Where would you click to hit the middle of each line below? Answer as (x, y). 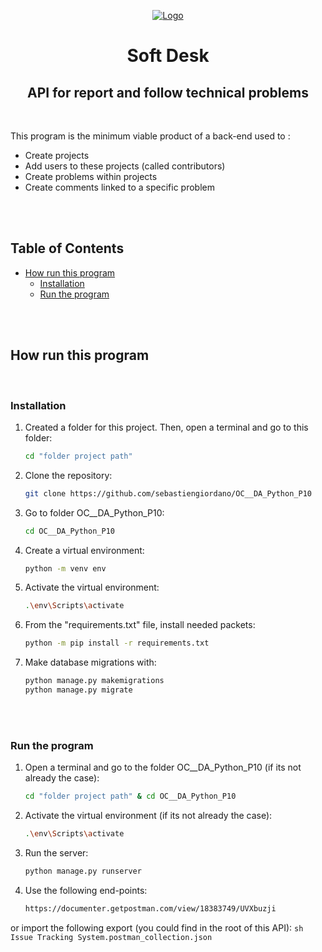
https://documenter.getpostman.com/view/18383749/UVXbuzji (150, 908)
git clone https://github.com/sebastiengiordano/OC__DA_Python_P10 (168, 493)
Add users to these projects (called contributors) (125, 166)
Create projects (57, 155)
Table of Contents (67, 248)
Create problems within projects (91, 176)
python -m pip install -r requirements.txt (117, 643)
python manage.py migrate (78, 690)
